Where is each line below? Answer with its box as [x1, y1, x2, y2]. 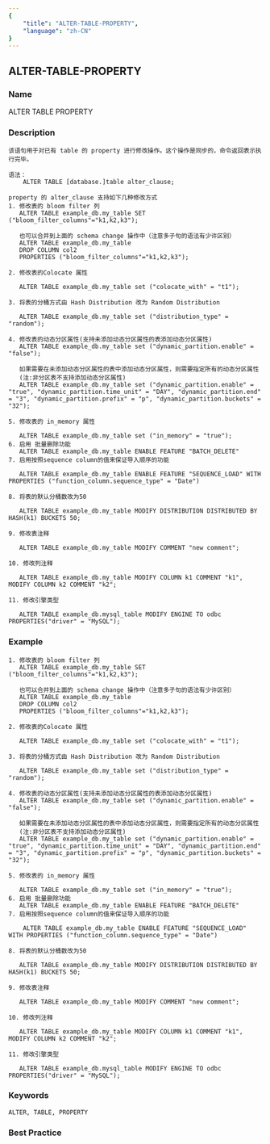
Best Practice [8, 1127, 62, 1138]
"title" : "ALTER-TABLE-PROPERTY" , [23, 19, 139, 27]
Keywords [8, 1090, 49, 1101]
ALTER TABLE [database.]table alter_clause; [23, 178, 175, 186]
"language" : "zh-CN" [23, 27, 92, 35]
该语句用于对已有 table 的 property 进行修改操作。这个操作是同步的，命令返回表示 [8, 147, 256, 155]
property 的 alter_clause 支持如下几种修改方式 [8, 194, 158, 202]
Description [8, 127, 56, 138]
